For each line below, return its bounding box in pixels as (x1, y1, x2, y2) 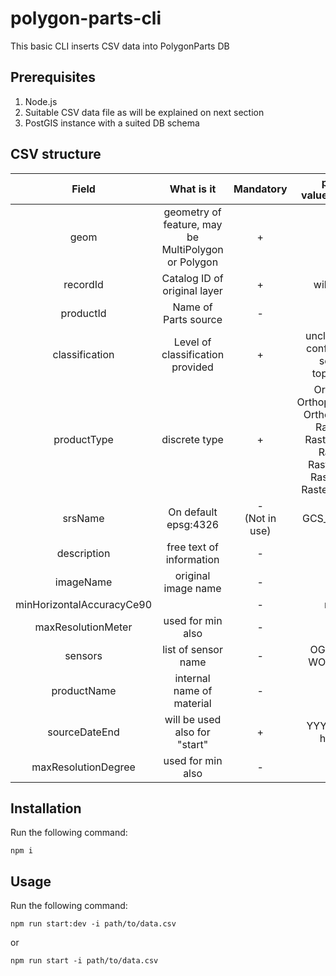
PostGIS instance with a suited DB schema (24, 117, 200, 129)
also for (174, 725, 211, 739)
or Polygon (167, 255, 219, 269)
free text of (166, 540, 219, 554)
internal (174, 671, 211, 685)
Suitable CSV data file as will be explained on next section (24, 106, 265, 118)
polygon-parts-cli (10, 7, 162, 30)
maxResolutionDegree (31, 760, 136, 774)
